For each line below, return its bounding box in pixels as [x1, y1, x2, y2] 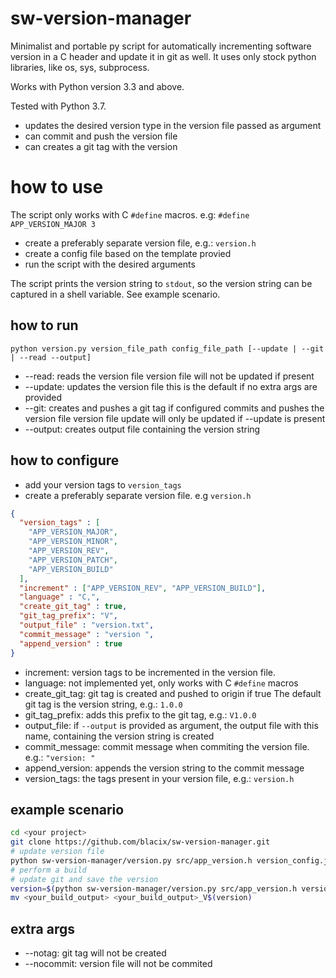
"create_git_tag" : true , [19, 602, 128, 612]
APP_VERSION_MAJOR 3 [10, 219, 97, 229]
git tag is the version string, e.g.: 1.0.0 [24, 698, 183, 710]
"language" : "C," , [19, 592, 101, 602]
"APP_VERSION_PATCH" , [28, 555, 118, 565]
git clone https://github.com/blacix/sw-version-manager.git [10, 837, 271, 847]
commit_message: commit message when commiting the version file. [24, 740, 310, 752]
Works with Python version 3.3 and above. [10, 80, 185, 92]
